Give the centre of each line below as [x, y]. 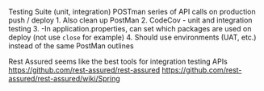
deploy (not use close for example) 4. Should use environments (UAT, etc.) [132, 37]
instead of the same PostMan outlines [71, 46]
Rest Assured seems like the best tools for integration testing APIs [118, 61]
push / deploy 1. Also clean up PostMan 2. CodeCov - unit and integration [130, 20]
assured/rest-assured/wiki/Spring [64, 79]
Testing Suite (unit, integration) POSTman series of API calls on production [132, 12]
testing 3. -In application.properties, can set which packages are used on [130, 29]
